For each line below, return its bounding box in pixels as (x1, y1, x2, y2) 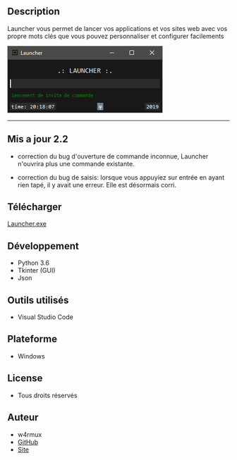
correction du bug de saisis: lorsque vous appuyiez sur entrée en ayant (17, 173, 224, 182)
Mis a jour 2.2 (7, 133, 68, 145)
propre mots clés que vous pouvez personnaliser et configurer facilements (7, 32, 224, 40)
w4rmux (17, 430, 42, 439)
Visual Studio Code (17, 313, 74, 321)
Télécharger (7, 201, 62, 213)
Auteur (7, 411, 39, 423)
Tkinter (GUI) (17, 266, 56, 275)
